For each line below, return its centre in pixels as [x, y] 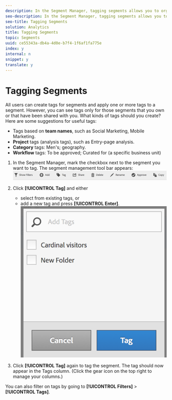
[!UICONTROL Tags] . [28, 392]
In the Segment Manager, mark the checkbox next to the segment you [86, 163]
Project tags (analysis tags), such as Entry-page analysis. [73, 142]
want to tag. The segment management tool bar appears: [73, 168]
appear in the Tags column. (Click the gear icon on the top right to [82, 371]
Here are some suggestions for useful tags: [51, 121]
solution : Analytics [27, 27]
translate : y [19, 65]
